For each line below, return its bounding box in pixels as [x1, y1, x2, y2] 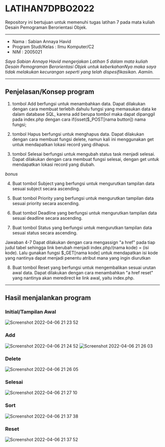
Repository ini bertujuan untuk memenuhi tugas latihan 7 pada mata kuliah [5, 19, 155, 25]
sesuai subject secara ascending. [12, 185, 80, 191]
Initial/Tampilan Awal [5, 309, 56, 316]
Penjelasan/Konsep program [5, 88, 95, 96]
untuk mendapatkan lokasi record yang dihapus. [12, 141, 110, 147]
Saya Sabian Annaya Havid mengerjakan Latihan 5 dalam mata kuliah [5, 58, 148, 64]
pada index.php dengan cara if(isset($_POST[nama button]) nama [12, 116, 146, 122]
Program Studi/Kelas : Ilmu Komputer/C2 [12, 44, 94, 50]
